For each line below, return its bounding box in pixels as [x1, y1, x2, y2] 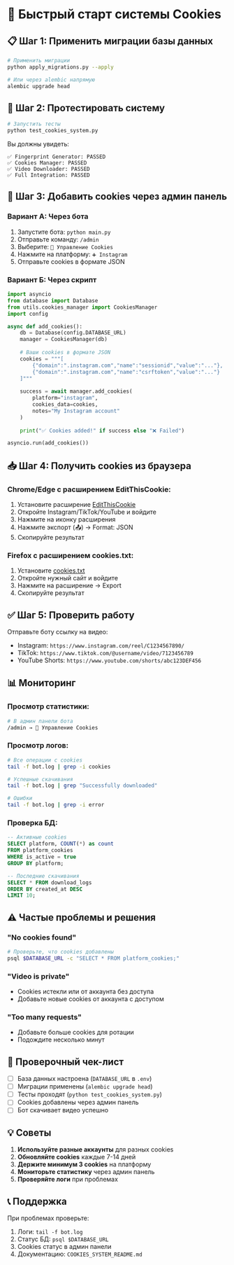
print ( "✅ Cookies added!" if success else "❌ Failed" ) [20, 427, 185, 434]
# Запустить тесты [7, 120, 61, 128]
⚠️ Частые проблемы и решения [7, 911, 156, 923]
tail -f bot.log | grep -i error [7, 802, 105, 809]
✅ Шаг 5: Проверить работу [7, 609, 135, 621]
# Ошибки [7, 795, 33, 802]
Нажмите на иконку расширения [17, 515, 116, 524]
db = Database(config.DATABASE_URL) [20, 329, 127, 337]
